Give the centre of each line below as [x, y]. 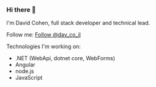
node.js [25, 71]
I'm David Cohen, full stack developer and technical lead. [78, 23]
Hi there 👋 [21, 10]
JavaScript [29, 78]
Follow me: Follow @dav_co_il [44, 35]
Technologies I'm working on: [44, 47]
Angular [25, 65]
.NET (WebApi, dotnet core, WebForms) [65, 58]
